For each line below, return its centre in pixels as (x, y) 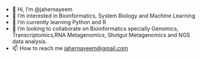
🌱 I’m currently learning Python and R (59, 22)
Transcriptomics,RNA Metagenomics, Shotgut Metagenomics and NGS (101, 35)
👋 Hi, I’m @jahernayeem (42, 9)
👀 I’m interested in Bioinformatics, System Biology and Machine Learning (104, 16)
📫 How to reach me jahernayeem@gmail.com (70, 48)
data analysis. (30, 41)
